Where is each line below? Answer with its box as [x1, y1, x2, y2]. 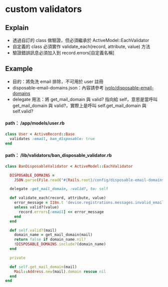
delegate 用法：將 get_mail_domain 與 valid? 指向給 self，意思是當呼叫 [12, 96, 158, 102]
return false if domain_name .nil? [14, 237, 86, 242]
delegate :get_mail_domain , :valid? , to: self [9, 186, 108, 191]
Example [5, 64, 33, 73]
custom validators [5, 3, 82, 15]
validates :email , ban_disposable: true [9, 136, 95, 141]
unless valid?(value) [14, 205, 59, 210]
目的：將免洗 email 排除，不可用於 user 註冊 [12, 78, 103, 84]
